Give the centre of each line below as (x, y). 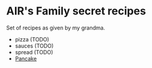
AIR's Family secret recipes (76, 11)
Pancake (26, 58)
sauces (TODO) (34, 46)
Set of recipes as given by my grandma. (56, 28)
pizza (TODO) (32, 39)
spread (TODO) (34, 52)
